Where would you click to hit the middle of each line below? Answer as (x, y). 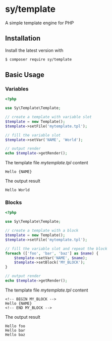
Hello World (17, 190)
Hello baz (15, 335)
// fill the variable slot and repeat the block (56, 248)
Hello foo (15, 326)
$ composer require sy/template (38, 59)
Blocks (14, 202)
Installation (23, 38)
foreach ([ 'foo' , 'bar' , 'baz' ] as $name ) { (52, 253)
